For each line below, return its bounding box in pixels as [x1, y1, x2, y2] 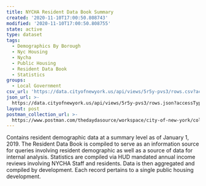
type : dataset [6, 32, 43, 38]
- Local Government [12, 83, 62, 89]
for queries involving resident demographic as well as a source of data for [6, 147, 193, 154]
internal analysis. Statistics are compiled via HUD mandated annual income [6, 154, 196, 161]
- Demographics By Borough [12, 43, 81, 50]
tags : [6, 37, 20, 43]
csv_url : [6, 89, 29, 95]
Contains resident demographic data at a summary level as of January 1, [6, 134, 189, 141]
